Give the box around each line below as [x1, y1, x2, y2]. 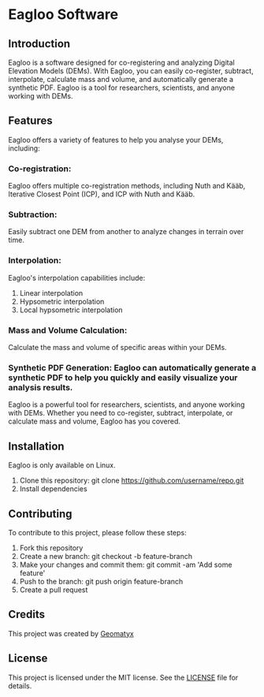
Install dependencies [19, 484, 88, 494]
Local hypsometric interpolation [19, 305, 124, 315]
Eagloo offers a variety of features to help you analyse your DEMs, [8, 135, 224, 144]
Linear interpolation [19, 288, 84, 297]
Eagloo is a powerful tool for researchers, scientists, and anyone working [8, 400, 245, 409]
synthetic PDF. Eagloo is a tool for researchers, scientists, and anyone [8, 83, 235, 92]
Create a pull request [19, 585, 88, 594]
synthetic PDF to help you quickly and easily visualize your [8, 372, 238, 383]
